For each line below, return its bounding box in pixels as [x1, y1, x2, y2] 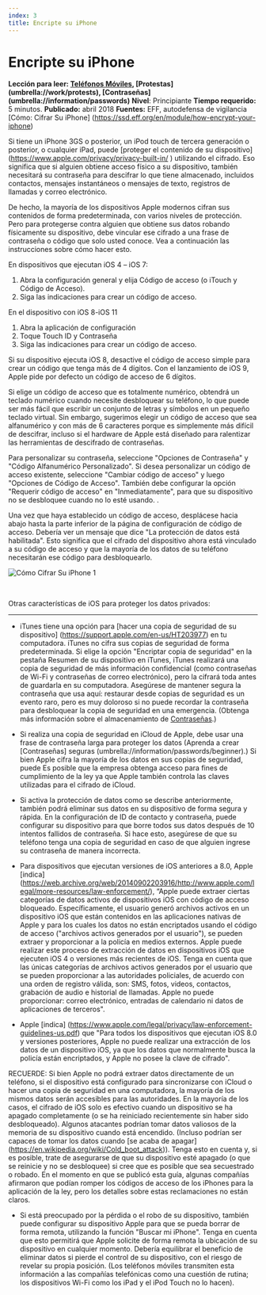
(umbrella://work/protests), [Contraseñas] [8, 88, 151, 97]
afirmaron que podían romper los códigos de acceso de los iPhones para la [8, 1178, 253, 1188]
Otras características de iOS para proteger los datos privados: [8, 599, 211, 609]
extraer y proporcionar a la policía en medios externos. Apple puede [19, 937, 242, 947]
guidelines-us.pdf [19, 1028, 78, 1038]
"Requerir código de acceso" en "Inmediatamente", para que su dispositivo [8, 487, 253, 496]
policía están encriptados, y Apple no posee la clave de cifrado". [19, 1053, 230, 1063]
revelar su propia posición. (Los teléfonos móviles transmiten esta [19, 1261, 235, 1270]
